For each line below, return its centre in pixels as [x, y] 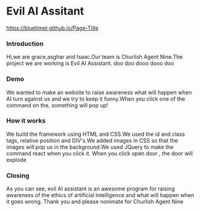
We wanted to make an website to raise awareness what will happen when [99, 92]
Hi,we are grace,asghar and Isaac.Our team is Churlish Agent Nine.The [95, 57]
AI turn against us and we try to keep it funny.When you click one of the [96, 99]
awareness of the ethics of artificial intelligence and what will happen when [100, 195]
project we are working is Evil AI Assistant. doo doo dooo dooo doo [90, 63]
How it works [26, 121]
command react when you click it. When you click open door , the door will [100, 153]
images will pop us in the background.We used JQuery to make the [90, 147]
